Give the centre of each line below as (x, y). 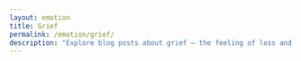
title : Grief (34, 26)
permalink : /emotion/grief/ (62, 34)
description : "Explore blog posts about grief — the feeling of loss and (151, 43)
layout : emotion (40, 17)
